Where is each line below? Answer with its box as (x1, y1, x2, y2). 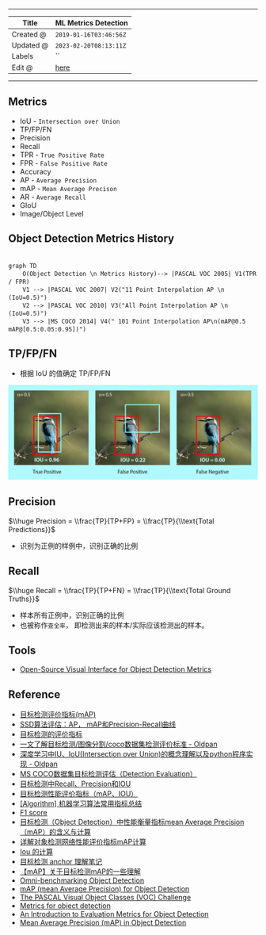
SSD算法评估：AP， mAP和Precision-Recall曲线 (19, 719, 177, 730)
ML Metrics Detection (55, 17, 128, 28)
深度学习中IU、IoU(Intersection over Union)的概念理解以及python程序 (19, 749, 247, 759)
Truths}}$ (8, 594, 40, 604)
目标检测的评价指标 (19, 730, 83, 739)
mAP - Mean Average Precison (19, 183, 117, 193)
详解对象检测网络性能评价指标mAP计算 (19, 837, 146, 847)
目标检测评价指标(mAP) (19, 710, 97, 719)
